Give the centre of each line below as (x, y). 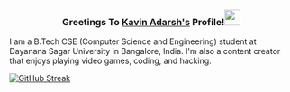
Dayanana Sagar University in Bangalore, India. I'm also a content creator (145, 51)
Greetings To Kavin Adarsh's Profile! (143, 22)
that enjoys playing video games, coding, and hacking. (110, 61)
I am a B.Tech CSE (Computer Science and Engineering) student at (133, 41)
